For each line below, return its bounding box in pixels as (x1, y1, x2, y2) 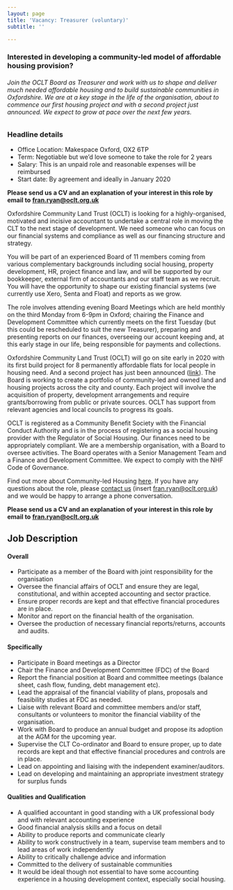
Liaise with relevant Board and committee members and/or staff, (17, 703, 202, 711)
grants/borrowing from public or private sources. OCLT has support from (7, 398, 216, 406)
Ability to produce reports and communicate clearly (17, 830, 166, 838)
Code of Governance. (7, 463, 70, 471)
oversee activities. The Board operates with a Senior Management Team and (7, 448, 227, 456)
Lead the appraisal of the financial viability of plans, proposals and (17, 688, 208, 696)
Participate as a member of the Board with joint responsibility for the (17, 567, 214, 576)
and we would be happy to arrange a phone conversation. (7, 491, 173, 500)
